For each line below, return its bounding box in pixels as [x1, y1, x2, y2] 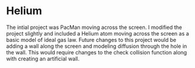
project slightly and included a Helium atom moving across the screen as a [6, 30, 190, 37]
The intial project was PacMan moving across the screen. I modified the [6, 24, 182, 31]
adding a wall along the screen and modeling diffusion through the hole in [6, 43, 187, 50]
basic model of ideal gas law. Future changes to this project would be [6, 36, 177, 43]
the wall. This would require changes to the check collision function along [6, 48, 187, 56]
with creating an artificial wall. [6, 55, 80, 62]
